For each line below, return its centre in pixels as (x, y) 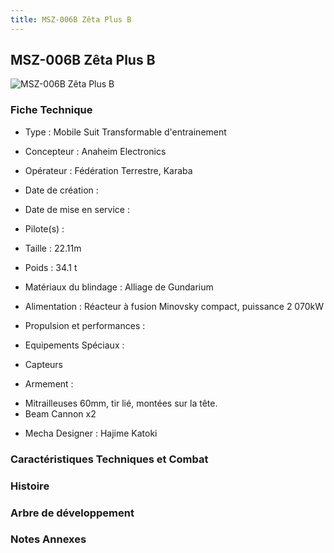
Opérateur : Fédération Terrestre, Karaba (108, 170)
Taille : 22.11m (53, 248)
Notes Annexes (48, 539)
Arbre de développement (72, 513)
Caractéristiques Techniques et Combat (109, 459)
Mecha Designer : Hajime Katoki (91, 433)
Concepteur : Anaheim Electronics (95, 151)
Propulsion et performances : (85, 325)
